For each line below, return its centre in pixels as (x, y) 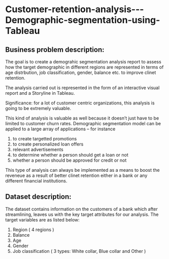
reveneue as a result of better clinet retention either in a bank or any (76, 175)
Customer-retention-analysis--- (75, 9)
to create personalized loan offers (48, 144)
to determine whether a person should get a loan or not (70, 155)
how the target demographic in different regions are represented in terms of (84, 67)
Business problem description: (55, 49)
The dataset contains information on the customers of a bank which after (82, 209)
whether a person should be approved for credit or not (70, 160)
